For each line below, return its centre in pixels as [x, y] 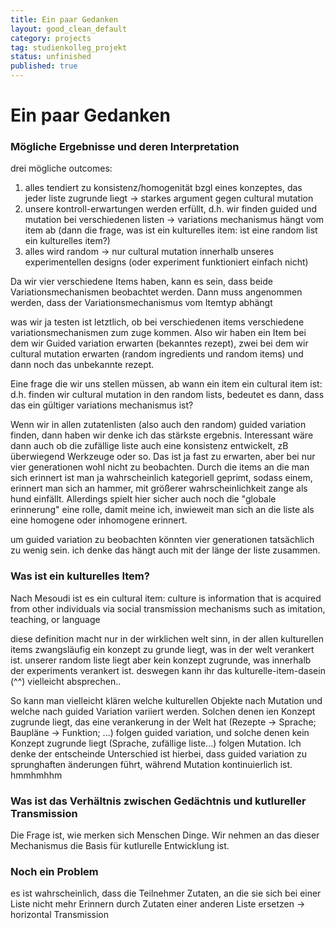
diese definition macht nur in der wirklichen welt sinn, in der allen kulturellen [167, 638]
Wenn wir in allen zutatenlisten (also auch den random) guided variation [158, 425]
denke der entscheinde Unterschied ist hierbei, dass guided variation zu [159, 753]
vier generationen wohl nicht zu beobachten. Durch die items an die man [160, 467]
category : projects [51, 38]
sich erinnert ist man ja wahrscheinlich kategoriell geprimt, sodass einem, [161, 478]
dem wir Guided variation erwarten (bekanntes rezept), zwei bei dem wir [159, 343]
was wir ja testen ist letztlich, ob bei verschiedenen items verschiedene [157, 322]
